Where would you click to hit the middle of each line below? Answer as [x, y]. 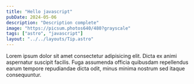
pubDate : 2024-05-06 [32, 17]
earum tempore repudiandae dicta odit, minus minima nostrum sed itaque [96, 68]
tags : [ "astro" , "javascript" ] [45, 34]
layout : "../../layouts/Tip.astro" [50, 39]
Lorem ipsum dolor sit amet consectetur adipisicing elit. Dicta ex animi [92, 56]
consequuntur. [24, 75]
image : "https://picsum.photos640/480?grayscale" [69, 28]
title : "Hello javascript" [39, 12]
